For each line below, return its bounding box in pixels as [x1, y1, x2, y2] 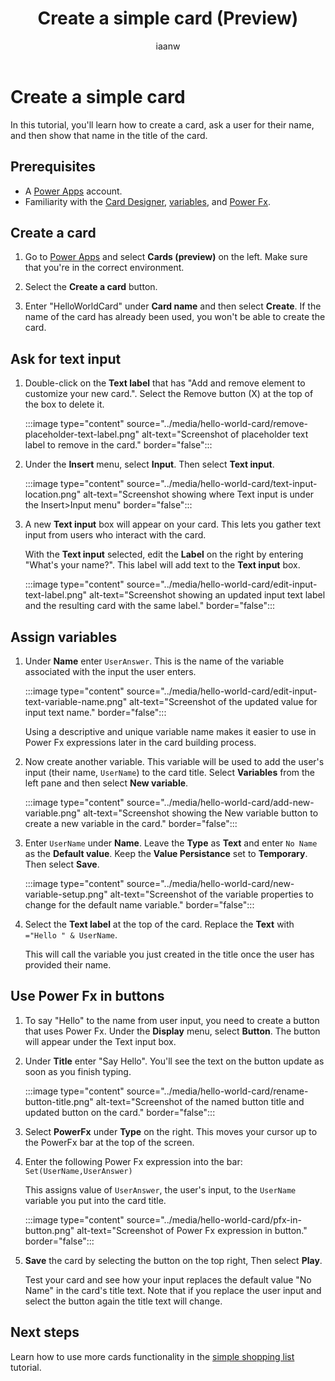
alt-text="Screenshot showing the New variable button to [83, 807, 319, 819]
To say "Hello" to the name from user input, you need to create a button [24, 1014, 320, 1026]
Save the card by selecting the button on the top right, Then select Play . [24, 1254, 323, 1266]
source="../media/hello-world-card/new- [126, 877, 295, 889]
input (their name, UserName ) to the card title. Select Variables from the [24, 766, 316, 778]
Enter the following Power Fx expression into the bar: [24, 1155, 243, 1167]
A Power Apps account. [24, 185, 123, 197]
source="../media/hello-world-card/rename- [126, 1085, 309, 1097]
